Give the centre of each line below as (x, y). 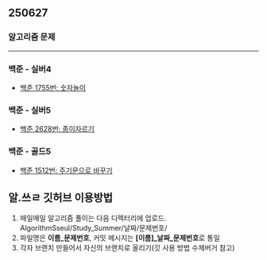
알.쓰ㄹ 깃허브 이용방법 (61, 197)
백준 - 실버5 (30, 110)
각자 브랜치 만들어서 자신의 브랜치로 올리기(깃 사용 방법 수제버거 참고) (127, 248)
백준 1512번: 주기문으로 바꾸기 (66, 170)
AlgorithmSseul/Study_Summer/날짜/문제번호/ (93, 228)
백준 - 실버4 (30, 69)
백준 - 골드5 (30, 151)
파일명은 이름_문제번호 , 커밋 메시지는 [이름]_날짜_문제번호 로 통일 (120, 238)
